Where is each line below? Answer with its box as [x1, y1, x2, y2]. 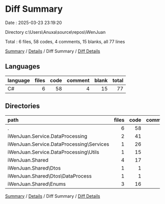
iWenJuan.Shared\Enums [7, 180, 66, 187]
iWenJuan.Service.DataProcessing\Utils [7, 149, 100, 155]
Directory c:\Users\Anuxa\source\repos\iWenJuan [5, 29, 106, 35]
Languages [5, 62, 40, 71]
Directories [5, 102, 40, 110]
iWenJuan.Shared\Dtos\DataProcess [7, 173, 92, 179]
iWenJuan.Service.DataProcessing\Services [7, 141, 110, 148]
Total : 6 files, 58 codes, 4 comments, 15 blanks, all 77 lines [5, 38, 125, 45]
